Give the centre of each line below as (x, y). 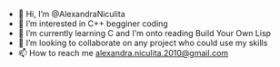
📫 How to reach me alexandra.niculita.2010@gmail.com (123, 53)
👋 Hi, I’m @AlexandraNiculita (71, 14)
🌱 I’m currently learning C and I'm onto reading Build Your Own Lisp (144, 33)
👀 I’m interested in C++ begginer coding (93, 24)
